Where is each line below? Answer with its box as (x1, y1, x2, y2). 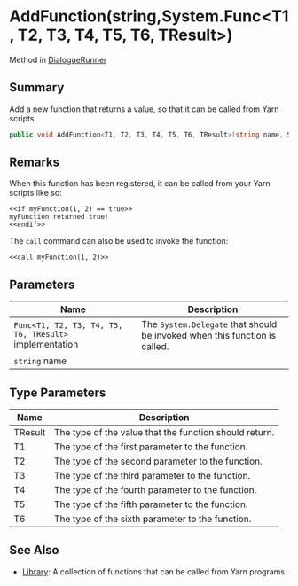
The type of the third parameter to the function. (53, 470, 251, 482)
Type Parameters (9, 385, 106, 400)
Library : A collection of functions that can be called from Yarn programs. (21, 566, 287, 577)
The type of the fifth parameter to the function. (53, 498, 248, 511)
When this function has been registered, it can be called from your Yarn (9, 178, 271, 189)
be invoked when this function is (141, 330, 277, 342)
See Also (9, 543, 59, 558)
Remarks (9, 155, 60, 170)
